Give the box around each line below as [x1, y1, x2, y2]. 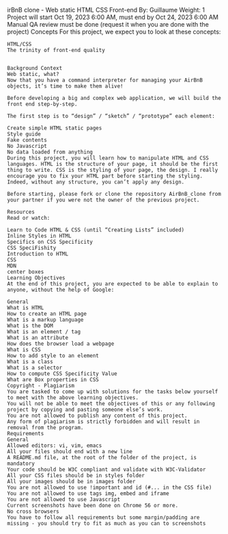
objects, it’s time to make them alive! [7, 83, 124, 90]
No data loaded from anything [7, 149, 94, 155]
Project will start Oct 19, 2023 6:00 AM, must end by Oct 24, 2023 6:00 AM [7, 13, 218, 21]
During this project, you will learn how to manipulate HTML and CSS [7, 155, 210, 162]
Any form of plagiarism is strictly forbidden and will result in [7, 418, 200, 425]
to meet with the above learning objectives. [7, 394, 139, 401]
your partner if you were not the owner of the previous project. [7, 196, 200, 203]
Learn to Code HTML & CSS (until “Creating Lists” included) [7, 227, 185, 233]
